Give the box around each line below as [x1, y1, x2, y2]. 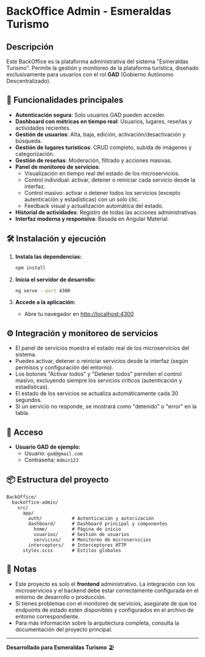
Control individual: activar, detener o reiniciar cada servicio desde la [24, 176, 196, 183]
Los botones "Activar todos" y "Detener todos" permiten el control [15, 370, 182, 378]
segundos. [15, 396, 42, 404]
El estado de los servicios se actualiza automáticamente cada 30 [15, 390, 179, 397]
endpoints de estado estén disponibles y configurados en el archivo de [15, 606, 194, 614]
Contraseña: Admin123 [24, 457, 79, 463]
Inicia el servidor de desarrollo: [15, 276, 96, 283]
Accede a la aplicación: [15, 298, 76, 306]
